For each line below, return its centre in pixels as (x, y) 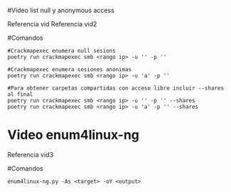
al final (20, 95)
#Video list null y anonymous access (61, 10)
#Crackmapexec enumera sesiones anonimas (70, 70)
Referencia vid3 (31, 154)
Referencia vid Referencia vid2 (52, 24)
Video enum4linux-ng (74, 135)
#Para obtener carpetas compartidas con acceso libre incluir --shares (116, 88)
